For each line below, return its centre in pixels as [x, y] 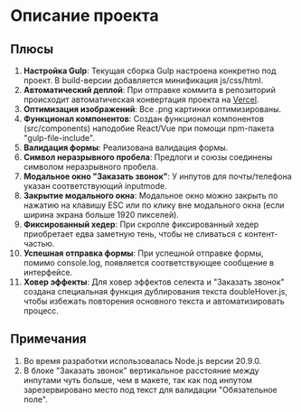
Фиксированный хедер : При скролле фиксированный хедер [141, 224]
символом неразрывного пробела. [91, 167]
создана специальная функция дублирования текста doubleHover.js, [155, 291]
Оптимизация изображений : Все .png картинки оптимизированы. [152, 109]
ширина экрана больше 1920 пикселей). [101, 215]
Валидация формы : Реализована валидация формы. [126, 147]
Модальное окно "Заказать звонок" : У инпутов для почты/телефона [157, 176]
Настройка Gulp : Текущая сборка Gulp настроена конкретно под [150, 70]
